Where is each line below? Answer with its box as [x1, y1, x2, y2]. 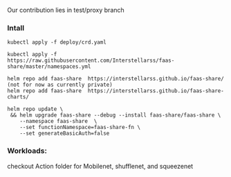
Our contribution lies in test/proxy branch [7, 6, 124, 14]
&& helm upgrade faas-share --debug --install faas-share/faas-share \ [10, 112, 221, 119]
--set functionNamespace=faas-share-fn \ [19, 124, 140, 131]
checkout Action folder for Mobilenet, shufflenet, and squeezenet [7, 162, 194, 170]
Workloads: [7, 146, 47, 155]
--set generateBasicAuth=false [19, 130, 110, 137]
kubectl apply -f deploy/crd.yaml [7, 39, 107, 46]
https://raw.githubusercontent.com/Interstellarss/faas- [7, 57, 175, 65]
